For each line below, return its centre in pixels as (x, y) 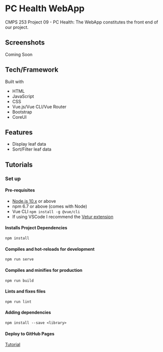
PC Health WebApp (45, 9)
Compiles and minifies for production (44, 270)
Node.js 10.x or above (34, 201)
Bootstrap (22, 112)
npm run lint (18, 302)
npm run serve (20, 260)
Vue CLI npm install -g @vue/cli (46, 211)
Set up (13, 178)
